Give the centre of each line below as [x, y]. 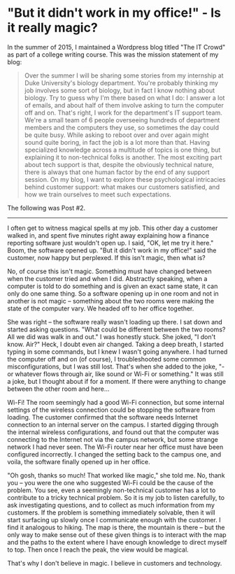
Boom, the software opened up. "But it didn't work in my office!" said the [112, 250]
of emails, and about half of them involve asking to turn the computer [124, 105]
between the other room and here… [58, 389]
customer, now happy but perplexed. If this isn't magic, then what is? [106, 257]
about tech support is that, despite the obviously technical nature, [119, 164]
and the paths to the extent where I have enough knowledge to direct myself [117, 542]
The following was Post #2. [47, 208]
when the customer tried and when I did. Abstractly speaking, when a [107, 278]
